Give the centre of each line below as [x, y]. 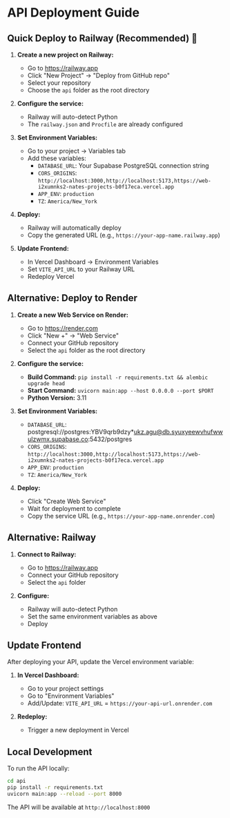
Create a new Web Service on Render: [73, 315]
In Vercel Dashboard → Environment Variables [93, 262]
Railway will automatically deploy [75, 228]
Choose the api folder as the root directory [88, 90]
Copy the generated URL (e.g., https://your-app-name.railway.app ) [124, 235]
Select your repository [59, 83]
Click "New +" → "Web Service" [73, 335]
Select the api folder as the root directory [86, 350]
